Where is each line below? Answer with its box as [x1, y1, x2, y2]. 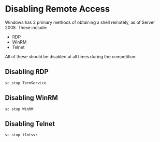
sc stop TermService [5, 80, 47, 85]
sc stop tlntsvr [5, 132, 38, 138]
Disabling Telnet [5, 120, 55, 128]
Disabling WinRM [5, 94, 58, 102]
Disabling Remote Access [5, 3, 110, 15]
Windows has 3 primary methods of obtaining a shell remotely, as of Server [5, 19, 156, 25]
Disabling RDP [5, 68, 49, 76]
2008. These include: [5, 24, 47, 30]
